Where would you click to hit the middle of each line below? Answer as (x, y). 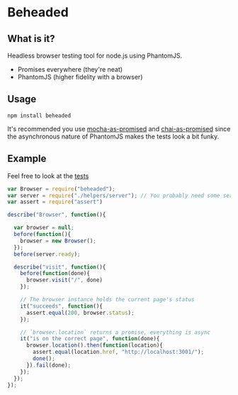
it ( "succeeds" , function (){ (61, 306)
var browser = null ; (44, 228)
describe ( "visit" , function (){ (60, 267)
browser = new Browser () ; (58, 241)
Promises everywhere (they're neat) (70, 69)
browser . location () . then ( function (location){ (94, 345)
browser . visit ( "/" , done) (64, 280)
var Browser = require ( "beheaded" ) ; (61, 189)
